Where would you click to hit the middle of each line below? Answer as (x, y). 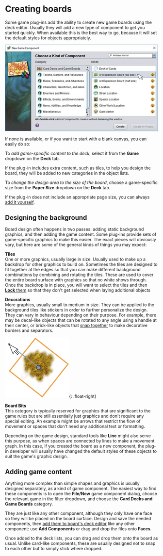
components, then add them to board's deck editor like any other (70, 524)
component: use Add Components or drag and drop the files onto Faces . (78, 529)
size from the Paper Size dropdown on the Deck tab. (58, 188)
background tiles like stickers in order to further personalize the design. (76, 310)
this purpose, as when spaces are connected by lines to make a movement (80, 441)
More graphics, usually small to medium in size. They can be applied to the (80, 305)
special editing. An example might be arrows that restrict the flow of (73, 421)
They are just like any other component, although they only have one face (79, 513)
